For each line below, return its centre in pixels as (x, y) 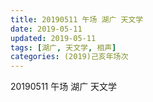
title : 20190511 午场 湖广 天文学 (77, 19)
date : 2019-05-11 (46, 29)
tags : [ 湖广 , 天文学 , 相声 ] (63, 47)
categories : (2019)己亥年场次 (69, 57)
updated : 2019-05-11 (53, 38)
